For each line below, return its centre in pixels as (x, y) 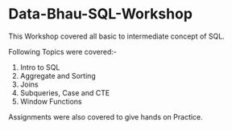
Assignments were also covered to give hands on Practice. (106, 116)
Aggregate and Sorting (58, 75)
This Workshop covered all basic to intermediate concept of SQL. (117, 36)
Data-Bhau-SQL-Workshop (101, 14)
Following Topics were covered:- (62, 51)
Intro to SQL (40, 67)
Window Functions (51, 101)
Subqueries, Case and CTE (65, 92)
